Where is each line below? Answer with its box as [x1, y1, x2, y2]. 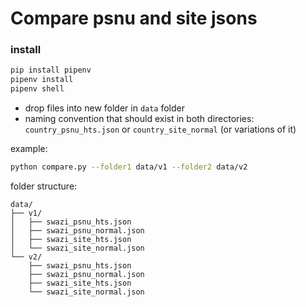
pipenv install [10, 75, 74, 85]
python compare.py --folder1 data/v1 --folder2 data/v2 [10, 162, 248, 172]
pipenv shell [10, 84, 65, 94]
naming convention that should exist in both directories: [24, 113, 255, 125]
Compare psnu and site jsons [10, 7, 258, 30]
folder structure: [10, 180, 78, 192]
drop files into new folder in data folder [24, 102, 186, 114]
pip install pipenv [10, 65, 92, 76]
